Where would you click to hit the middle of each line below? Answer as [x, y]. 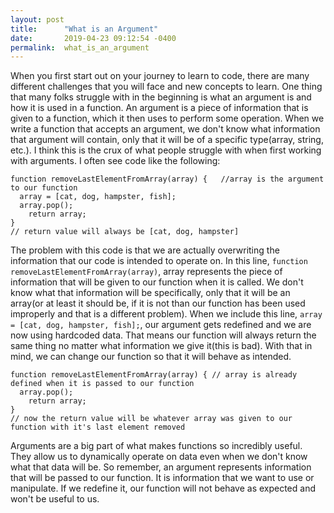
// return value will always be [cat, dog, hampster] [125, 232]
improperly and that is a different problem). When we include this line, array [166, 314]
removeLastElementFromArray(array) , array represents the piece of [146, 272]
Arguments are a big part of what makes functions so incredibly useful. [156, 446]
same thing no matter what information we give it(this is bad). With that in [161, 346]
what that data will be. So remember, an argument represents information [161, 467]
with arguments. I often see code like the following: [115, 161]
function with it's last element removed [98, 427]
